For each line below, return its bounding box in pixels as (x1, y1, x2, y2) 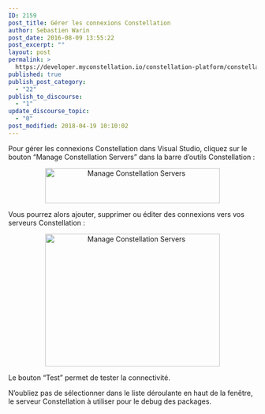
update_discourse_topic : (8, 108, 90, 116)
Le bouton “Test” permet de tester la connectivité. (8, 373, 171, 382)
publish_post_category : (8, 78, 87, 85)
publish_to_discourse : (8, 93, 83, 101)
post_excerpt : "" (8, 41, 65, 49)
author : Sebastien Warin (8, 26, 90, 34)
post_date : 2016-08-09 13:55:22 (8, 33, 114, 42)
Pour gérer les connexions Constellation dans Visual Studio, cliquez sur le (8, 143, 248, 153)
